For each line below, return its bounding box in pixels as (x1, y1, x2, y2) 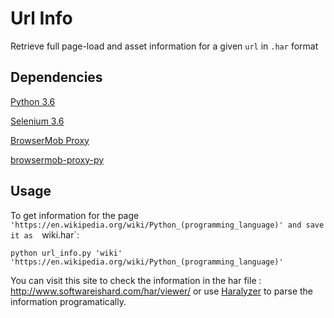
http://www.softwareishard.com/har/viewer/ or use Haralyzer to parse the (10, 285, 314, 297)
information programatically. (10, 295, 127, 307)
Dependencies (10, 69, 103, 86)
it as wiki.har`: (10, 228, 80, 241)
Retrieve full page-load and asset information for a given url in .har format (10, 40, 319, 52)
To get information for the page (10, 209, 140, 221)
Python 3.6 (10, 95, 56, 107)
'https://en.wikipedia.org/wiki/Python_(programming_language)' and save (10, 220, 325, 230)
